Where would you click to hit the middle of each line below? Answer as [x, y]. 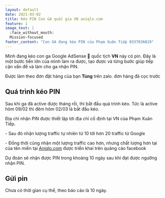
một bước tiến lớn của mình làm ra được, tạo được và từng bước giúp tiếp [79, 61]
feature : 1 [16, 24]
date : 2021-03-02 [23, 14]
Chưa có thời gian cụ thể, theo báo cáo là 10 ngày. [56, 191]
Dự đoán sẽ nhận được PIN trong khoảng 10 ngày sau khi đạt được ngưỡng [81, 158]
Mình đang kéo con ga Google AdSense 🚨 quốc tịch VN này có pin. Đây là [81, 56]
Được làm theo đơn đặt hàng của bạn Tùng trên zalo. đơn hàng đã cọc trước [83, 76]
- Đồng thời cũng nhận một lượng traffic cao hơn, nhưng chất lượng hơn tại [81, 143]
